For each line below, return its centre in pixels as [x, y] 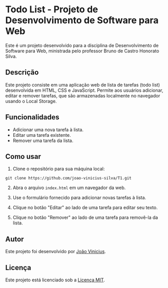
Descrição [22, 73]
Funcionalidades [33, 117]
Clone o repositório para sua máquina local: [59, 169]
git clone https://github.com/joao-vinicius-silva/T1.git [68, 178]
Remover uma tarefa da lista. [43, 140]
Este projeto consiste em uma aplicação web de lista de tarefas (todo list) [83, 85]
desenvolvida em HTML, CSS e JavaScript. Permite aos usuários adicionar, [85, 90]
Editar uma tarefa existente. [42, 135]
